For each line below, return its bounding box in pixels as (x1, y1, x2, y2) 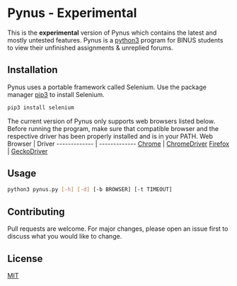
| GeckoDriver (7, 147, 48, 155)
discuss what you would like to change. (7, 232, 122, 241)
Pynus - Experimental (7, 5, 137, 21)
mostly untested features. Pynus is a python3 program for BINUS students (7, 35, 224, 44)
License (7, 253, 43, 265)
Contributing (7, 205, 65, 217)
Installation (7, 64, 58, 76)
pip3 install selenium (7, 104, 74, 111)
